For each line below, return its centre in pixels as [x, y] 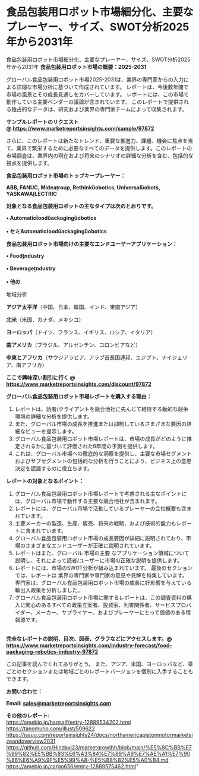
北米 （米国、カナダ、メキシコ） [45, 319]
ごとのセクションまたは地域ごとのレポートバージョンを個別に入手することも [100, 671]
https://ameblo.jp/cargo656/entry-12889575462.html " [72, 766]
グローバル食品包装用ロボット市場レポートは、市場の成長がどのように [101, 438]
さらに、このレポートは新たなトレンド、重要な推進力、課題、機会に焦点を [97, 141]
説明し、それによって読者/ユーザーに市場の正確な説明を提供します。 [99, 560]
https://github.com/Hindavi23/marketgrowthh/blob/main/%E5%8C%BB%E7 [99, 747]
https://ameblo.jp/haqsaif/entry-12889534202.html [69, 722]
